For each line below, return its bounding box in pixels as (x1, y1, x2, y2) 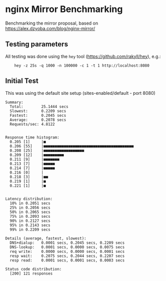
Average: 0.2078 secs (10, 117, 66, 122)
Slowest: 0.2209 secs (10, 108, 66, 113)
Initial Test (5, 77, 39, 85)
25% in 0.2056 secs (10, 205, 51, 210)
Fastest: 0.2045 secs (10, 113, 66, 118)
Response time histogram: (5, 134, 59, 140)
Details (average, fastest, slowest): (5, 236, 87, 241)
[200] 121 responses (10, 271, 53, 276)
